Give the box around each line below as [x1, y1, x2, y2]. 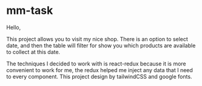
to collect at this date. [6, 48, 61, 55]
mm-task [6, 4, 53, 18]
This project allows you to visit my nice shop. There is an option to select [6, 35, 188, 42]
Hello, [6, 24, 21, 31]
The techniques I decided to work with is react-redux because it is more [6, 60, 186, 67]
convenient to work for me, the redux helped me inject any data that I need [6, 66, 193, 73]
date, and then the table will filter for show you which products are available [6, 42, 196, 49]
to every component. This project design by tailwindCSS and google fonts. [6, 73, 192, 80]
